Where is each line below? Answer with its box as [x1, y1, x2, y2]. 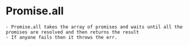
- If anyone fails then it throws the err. [5, 34, 118, 40]
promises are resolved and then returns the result [5, 29, 139, 35]
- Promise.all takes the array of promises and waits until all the [5, 24, 183, 30]
